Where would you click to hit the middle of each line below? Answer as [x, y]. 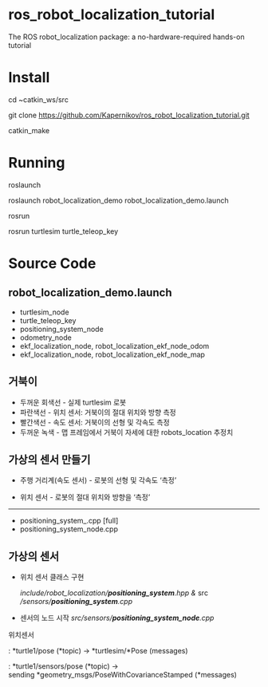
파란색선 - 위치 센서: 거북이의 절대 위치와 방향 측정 [98, 412]
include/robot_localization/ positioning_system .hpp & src [114, 593]
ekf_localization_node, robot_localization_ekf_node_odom [114, 345]
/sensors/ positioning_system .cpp [76, 602]
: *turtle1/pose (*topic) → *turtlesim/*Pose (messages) [99, 651]
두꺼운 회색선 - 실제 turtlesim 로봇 [73, 402]
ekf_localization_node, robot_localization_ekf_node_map [112, 354]
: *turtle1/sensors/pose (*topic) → [63, 666]
